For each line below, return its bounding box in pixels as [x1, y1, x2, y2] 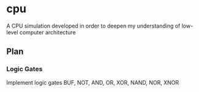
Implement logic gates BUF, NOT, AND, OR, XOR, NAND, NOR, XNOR [6, 79, 179, 86]
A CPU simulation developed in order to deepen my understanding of [6, 22, 181, 29]
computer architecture [19, 28, 76, 36]
